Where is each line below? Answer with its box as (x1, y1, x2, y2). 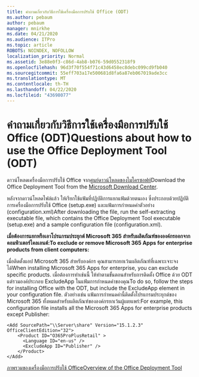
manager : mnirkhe (7, 25, 50, 32)
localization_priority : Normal (7, 53, 85, 59)
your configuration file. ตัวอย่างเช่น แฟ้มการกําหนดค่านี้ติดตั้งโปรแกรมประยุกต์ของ (7, 291, 177, 298)
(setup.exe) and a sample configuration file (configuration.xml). (7, 221, 163, 228)
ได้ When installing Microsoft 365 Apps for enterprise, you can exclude (7, 264, 179, 271)
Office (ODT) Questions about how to (7, 131, 192, 144)
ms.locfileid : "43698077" (7, 92, 71, 98)
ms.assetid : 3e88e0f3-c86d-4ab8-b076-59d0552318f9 (7, 59, 136, 65)
